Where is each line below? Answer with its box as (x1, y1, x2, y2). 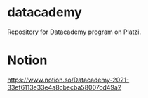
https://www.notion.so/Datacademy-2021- (7, 75, 130, 84)
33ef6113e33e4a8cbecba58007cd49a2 (7, 82, 122, 92)
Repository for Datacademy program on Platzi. (7, 27, 142, 36)
